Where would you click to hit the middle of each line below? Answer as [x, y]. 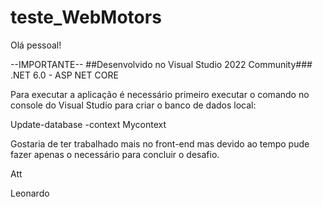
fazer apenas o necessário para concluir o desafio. [115, 154]
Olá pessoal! [36, 45]
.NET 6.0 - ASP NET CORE [64, 75]
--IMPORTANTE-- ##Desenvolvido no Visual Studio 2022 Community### [161, 64]
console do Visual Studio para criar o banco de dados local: [133, 105]
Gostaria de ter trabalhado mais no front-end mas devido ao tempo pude [160, 143]
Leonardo [30, 193]
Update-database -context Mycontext [88, 124]
